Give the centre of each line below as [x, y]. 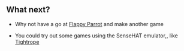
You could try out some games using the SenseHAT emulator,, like [96, 36]
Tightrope [27, 42]
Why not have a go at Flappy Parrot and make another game [89, 24]
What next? [28, 10]
